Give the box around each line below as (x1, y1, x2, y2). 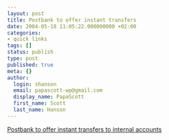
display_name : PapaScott (13, 94, 84, 101)
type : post (7, 55, 38, 62)
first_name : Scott (13, 100, 67, 107)
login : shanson (13, 81, 57, 88)
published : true (7, 61, 54, 68)
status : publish (7, 49, 54, 56)
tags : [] (7, 42, 32, 49)
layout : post (7, 10, 45, 17)
